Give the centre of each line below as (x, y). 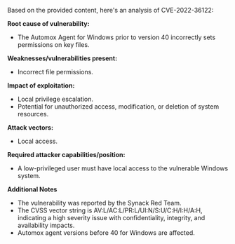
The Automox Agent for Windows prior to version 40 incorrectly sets (116, 37)
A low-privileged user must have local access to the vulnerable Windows (123, 168)
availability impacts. (46, 225)
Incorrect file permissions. (55, 72)
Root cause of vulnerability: (48, 23)
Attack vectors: (31, 128)
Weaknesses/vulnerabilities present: (62, 58)
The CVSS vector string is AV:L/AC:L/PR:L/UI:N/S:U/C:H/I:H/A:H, (110, 210)
